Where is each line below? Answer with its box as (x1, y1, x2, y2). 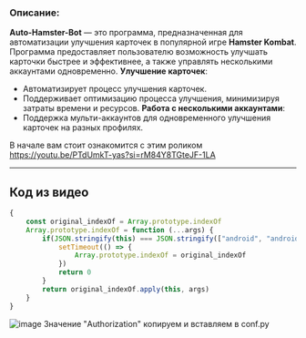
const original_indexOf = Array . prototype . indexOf (25, 217, 222, 226)
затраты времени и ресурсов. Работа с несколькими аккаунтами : (22, 103, 285, 114)
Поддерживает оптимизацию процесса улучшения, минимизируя (22, 93, 280, 104)
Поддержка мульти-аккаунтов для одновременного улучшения (22, 112, 271, 124)
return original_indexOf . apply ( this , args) (42, 284, 209, 293)
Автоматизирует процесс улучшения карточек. (22, 84, 208, 95)
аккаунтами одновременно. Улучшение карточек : (9, 66, 208, 77)
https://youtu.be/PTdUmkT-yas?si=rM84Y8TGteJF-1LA (9, 149, 216, 160)
